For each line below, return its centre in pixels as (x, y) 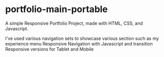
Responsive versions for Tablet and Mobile (49, 49)
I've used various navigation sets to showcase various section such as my (82, 38)
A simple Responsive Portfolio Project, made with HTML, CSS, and (74, 23)
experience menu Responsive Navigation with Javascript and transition (79, 43)
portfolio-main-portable (57, 9)
